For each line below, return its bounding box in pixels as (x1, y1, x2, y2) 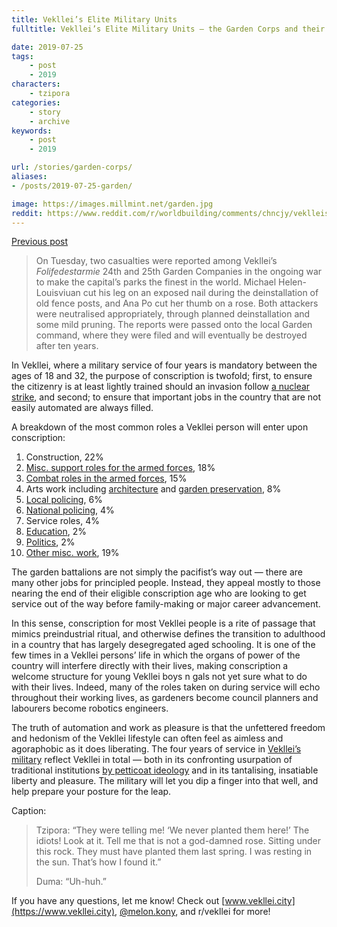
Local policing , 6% (25, 494, 103, 506)
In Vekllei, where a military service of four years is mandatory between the (11, 359, 318, 371)
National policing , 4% (25, 504, 115, 516)
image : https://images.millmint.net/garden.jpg (11, 199, 214, 209)
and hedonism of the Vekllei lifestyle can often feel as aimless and (11, 732, 284, 745)
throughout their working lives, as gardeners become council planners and (11, 692, 319, 704)
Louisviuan (35, 287, 81, 299)
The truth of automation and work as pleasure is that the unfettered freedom (11, 722, 326, 734)
